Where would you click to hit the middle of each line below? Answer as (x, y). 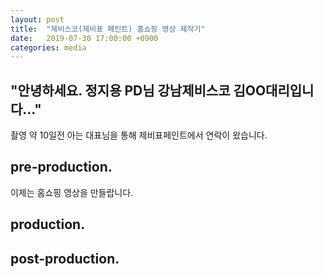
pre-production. (61, 167)
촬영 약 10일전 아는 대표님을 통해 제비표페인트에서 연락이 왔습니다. (139, 135)
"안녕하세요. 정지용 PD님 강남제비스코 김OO (138, 90)
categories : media (48, 47)
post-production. (65, 258)
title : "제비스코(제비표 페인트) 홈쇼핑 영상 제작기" (108, 29)
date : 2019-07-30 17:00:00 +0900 (84, 38)
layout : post (37, 19)
